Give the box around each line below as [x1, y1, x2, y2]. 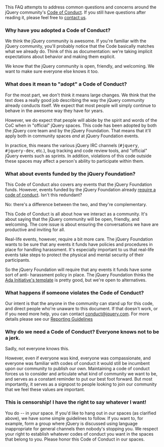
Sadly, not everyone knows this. [5, 346, 70, 352]
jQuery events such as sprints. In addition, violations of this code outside [5, 152, 152, 159]
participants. [5, 257, 31, 263]
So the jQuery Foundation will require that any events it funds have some [5, 267, 152, 272]
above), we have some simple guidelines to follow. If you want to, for [5, 415, 143, 421]
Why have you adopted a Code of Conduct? [5, 27, 111, 33]
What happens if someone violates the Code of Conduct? [5, 289, 144, 296]
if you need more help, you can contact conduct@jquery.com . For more [5, 311, 149, 317]
